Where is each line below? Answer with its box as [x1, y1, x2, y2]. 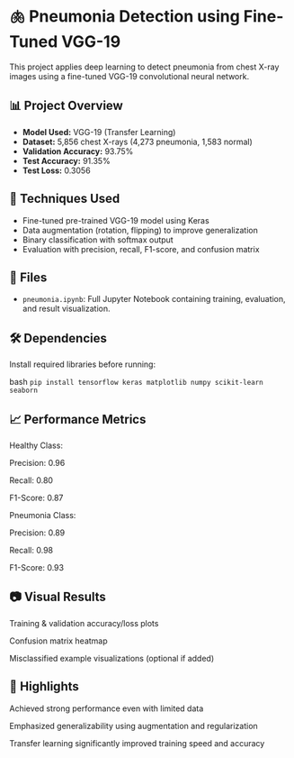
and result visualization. [22, 303, 111, 315]
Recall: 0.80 [9, 475, 54, 486]
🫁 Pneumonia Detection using [9, 6, 240, 27]
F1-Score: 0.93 [9, 562, 65, 572]
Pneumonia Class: [9, 510, 76, 520]
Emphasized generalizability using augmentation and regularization [9, 720, 258, 731]
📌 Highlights [9, 679, 79, 694]
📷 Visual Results [9, 589, 106, 605]
